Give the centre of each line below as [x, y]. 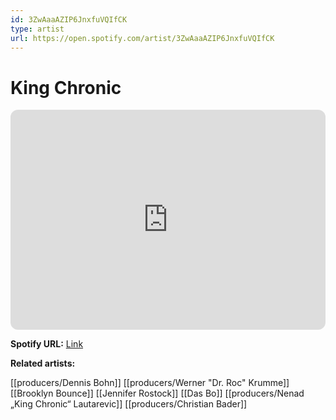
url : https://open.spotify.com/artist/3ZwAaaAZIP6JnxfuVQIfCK [142, 38]
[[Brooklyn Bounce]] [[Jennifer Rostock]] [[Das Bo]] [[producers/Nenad [157, 393]
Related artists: [43, 363]
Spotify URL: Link [47, 344]
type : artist [37, 29]
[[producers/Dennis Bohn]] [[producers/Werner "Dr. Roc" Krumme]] [150, 383]
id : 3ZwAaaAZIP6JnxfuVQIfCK [69, 19]
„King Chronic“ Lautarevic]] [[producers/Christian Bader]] [129, 404]
